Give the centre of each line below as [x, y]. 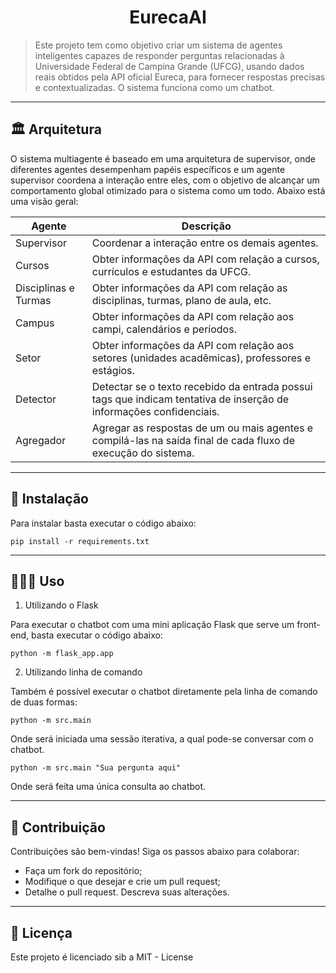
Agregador [41, 440]
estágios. [113, 370]
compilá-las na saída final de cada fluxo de [193, 440]
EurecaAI [168, 17]
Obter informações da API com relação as [189, 288]
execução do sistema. [143, 453]
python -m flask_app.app [62, 654]
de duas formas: [44, 702]
